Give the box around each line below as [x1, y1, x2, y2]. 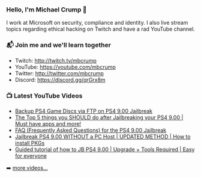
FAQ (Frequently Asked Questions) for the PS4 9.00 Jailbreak [14, 126, 167, 134]
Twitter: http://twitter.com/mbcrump [14, 69, 104, 77]
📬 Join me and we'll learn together [6, 41, 111, 49]
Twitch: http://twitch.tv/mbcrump [14, 57, 97, 64]
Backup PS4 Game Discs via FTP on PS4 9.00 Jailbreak [14, 107, 153, 114]
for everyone [14, 152, 47, 159]
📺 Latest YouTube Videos [6, 92, 83, 100]
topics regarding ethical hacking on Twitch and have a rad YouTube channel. [6, 25, 195, 33]
